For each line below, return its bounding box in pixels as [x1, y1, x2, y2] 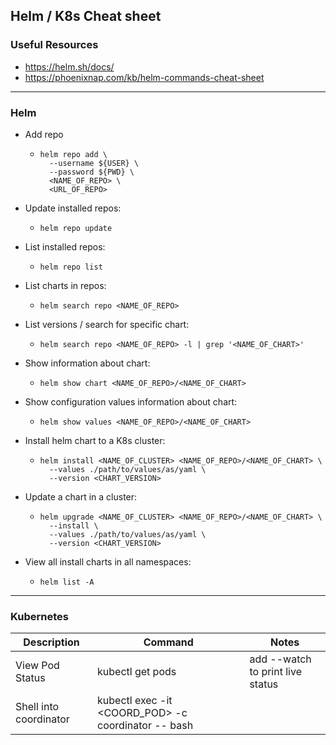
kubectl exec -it [97, 694, 173, 708]
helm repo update [39, 223, 113, 233]
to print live [249, 665, 302, 679]
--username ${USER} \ [48, 158, 140, 168]
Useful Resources [10, 38, 99, 52]
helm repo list [39, 262, 103, 272]
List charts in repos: [24, 279, 107, 291]
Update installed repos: [24, 202, 122, 214]
